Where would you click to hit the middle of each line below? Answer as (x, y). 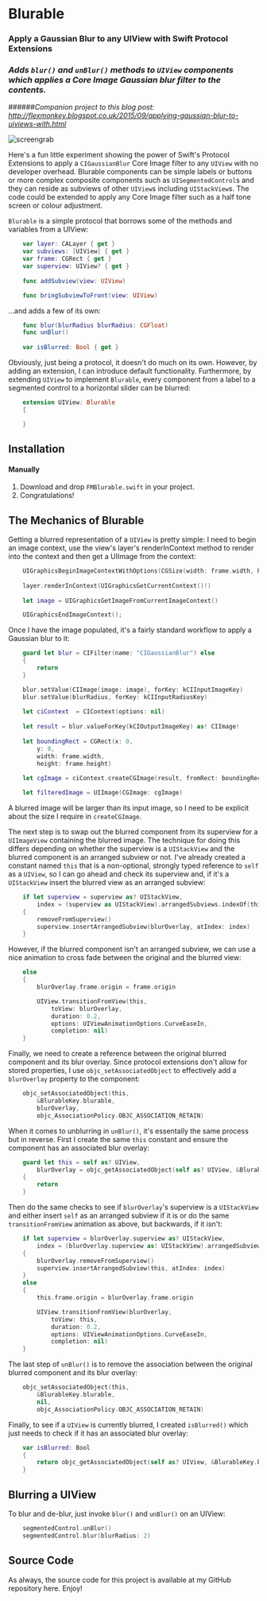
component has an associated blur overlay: (79, 1148)
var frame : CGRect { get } (67, 259)
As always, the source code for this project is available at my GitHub (120, 1580)
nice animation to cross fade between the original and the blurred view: (125, 958)
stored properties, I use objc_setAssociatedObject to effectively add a (122, 1071)
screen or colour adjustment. (56, 206)
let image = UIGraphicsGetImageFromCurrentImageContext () (120, 600)
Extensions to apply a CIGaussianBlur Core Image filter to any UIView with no (133, 163)
